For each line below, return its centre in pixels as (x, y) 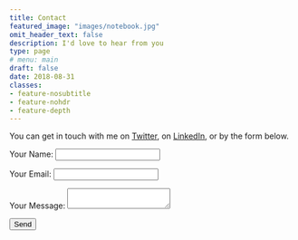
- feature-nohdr (40, 102)
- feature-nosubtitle (50, 93)
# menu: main (34, 60)
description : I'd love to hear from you (87, 43)
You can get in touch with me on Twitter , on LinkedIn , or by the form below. (149, 136)
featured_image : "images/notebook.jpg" (85, 26)
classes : (26, 85)
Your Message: (38, 206)
